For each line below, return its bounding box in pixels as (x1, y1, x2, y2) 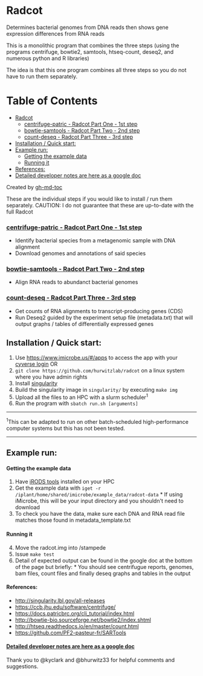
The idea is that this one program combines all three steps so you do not (6, 66, 187, 73)
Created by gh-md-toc (6, 183, 63, 190)
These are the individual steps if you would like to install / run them (6, 195, 173, 203)
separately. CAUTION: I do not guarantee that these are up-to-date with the (6, 201, 194, 209)
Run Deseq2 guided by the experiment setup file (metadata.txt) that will (14, 314, 193, 321)
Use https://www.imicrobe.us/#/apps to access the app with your (14, 354, 178, 361)
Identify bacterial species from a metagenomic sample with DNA (14, 237, 176, 244)
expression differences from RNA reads (6, 30, 105, 37)
